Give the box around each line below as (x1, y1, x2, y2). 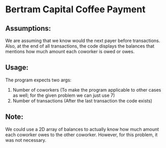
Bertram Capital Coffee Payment (5, 4, 146, 15)
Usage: (5, 63, 29, 72)
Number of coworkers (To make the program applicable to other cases (12, 87, 161, 93)
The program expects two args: (5, 77, 72, 83)
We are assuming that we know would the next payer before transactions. (5, 37, 160, 44)
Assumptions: (5, 24, 51, 33)
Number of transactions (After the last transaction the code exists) (12, 97, 152, 103)
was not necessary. (5, 137, 46, 143)
